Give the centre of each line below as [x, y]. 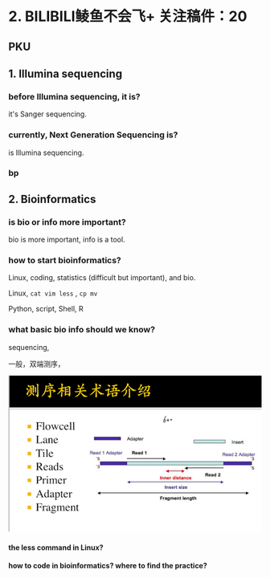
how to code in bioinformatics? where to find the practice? [108, 566]
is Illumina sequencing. [46, 153]
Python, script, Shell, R [46, 309]
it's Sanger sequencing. [47, 114]
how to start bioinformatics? [65, 260]
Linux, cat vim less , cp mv [53, 293]
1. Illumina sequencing [65, 73]
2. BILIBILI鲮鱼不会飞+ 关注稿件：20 [128, 16]
